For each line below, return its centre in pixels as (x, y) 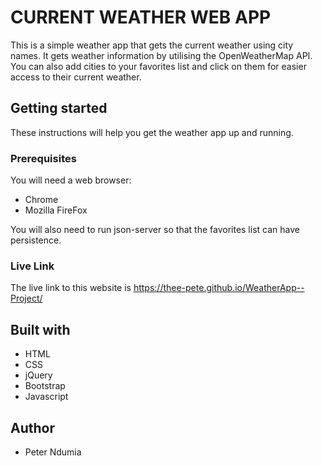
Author (32, 427)
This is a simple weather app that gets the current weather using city (152, 45)
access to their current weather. (76, 77)
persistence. (36, 240)
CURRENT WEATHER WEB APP (141, 17)
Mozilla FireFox (56, 210)
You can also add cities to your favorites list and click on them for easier (158, 66)
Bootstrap (45, 386)
